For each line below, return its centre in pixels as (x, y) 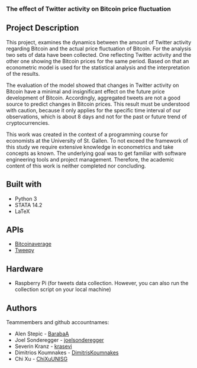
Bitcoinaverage (33, 244)
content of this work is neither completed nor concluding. (76, 166)
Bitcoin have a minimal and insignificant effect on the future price (85, 91)
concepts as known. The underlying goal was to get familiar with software (96, 153)
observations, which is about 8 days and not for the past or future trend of (97, 117)
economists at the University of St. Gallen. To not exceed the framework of (97, 140)
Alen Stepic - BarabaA (42, 334)
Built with (24, 184)
